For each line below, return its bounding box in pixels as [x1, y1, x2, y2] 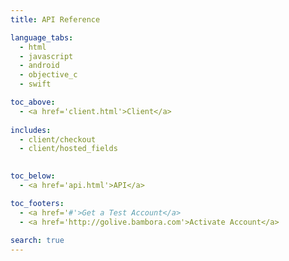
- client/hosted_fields [19, 144, 118, 154]
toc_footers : [10, 198, 65, 208]
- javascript [19, 51, 74, 61]
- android [19, 61, 60, 71]
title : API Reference [10, 14, 101, 25]
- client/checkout [19, 134, 97, 145]
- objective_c [19, 70, 78, 80]
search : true [10, 236, 65, 246]
